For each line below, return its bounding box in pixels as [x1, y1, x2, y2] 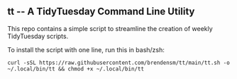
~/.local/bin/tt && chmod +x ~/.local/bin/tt [7, 65, 144, 73]
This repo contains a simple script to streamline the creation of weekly [7, 24, 213, 32]
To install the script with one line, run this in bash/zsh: [7, 45, 165, 54]
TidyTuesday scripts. [7, 32, 69, 40]
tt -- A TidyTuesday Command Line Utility [7, 6, 195, 18]
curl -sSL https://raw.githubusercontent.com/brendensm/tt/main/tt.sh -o [7, 59, 231, 66]
